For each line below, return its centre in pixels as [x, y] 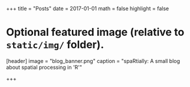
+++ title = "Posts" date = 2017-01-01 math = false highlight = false [88, 9]
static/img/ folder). [55, 45]
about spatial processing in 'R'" [44, 67]
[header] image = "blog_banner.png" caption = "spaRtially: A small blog [93, 61]
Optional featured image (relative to [95, 32]
